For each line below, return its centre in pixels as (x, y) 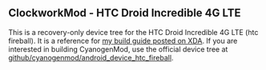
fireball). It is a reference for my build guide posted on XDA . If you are (123, 41)
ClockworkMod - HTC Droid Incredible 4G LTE (125, 13)
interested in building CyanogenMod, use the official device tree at (118, 49)
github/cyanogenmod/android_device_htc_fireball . (91, 57)
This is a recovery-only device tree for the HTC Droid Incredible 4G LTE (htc (133, 32)
